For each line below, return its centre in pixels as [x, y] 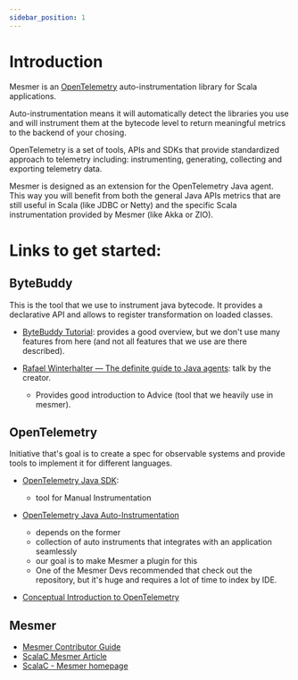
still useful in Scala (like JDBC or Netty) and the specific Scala [123, 205]
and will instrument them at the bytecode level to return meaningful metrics [148, 122]
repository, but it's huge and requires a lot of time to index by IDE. [156, 580]
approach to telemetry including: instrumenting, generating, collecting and [146, 159]
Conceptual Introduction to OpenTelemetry [101, 597]
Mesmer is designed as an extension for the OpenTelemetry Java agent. [141, 186]
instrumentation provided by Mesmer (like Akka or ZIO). [112, 214]
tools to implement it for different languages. [91, 463]
